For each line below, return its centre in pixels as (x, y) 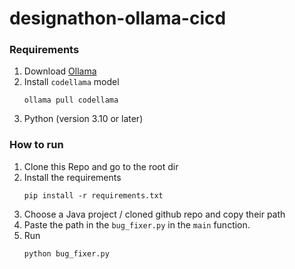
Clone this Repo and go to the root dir (101, 166)
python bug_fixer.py (66, 253)
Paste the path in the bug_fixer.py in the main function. (137, 224)
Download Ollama (60, 71)
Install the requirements (72, 177)
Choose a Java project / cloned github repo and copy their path (154, 214)
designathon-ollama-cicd (118, 18)
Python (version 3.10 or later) (83, 119)
